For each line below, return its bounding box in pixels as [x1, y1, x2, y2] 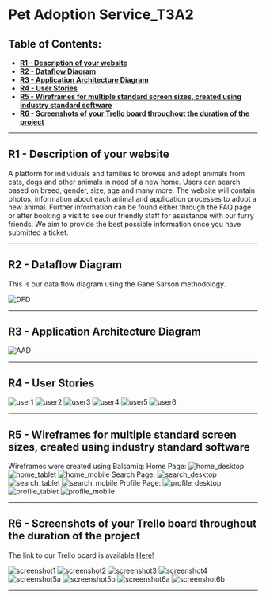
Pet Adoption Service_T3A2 [8, 6, 194, 24]
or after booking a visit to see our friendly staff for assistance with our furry [8, 210, 255, 220]
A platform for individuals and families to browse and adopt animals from [8, 168, 245, 178]
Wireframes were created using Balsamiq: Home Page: [8, 462, 187, 471]
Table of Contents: [8, 37, 102, 51]
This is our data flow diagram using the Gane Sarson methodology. [8, 279, 226, 289]
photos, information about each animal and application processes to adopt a [8, 194, 257, 203]
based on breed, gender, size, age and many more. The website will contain [8, 185, 256, 195]
